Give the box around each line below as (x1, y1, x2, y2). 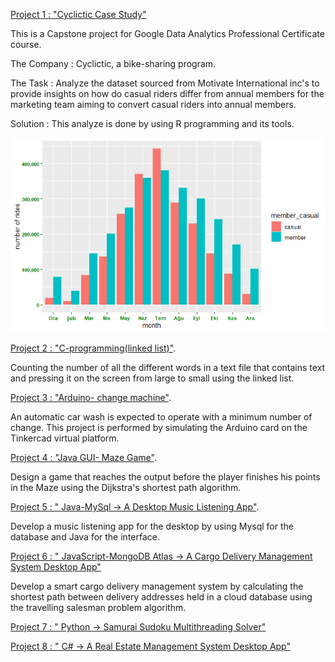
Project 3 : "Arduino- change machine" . (10, 392, 172, 404)
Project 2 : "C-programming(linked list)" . (10, 342, 177, 354)
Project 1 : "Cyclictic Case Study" (10, 9, 147, 20)
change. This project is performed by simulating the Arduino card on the (10, 422, 308, 434)
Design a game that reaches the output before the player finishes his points (10, 471, 321, 483)
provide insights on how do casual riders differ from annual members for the (10, 88, 325, 99)
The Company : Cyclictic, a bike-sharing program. (10, 58, 217, 69)
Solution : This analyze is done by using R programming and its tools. (10, 118, 295, 129)
